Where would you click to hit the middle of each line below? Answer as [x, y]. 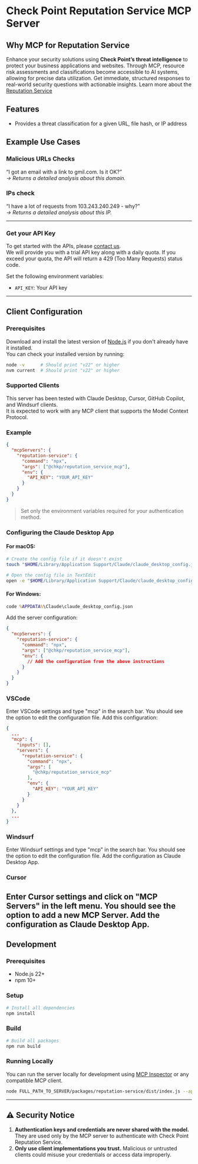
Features [23, 109]
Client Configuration [44, 312]
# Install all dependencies [41, 1008]
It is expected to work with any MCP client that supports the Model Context [97, 411]
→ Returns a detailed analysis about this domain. [66, 178]
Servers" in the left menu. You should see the [91, 906]
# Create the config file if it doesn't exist [64, 559]
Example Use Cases [43, 142]
